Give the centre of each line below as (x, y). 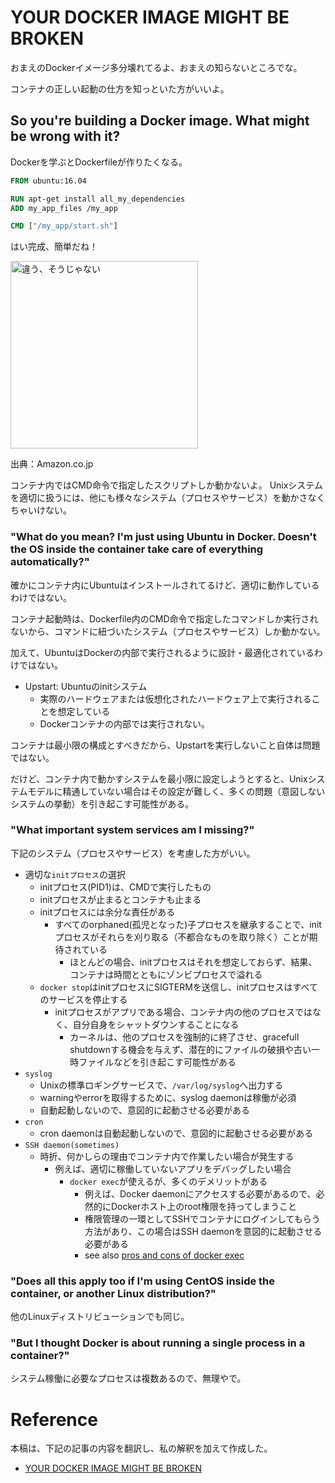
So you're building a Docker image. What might (160, 121)
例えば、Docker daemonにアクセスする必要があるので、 (200, 1193)
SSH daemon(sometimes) (72, 1145)
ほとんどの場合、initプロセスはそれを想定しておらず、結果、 (193, 962)
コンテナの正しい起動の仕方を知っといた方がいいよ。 (120, 88)
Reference (54, 1419)
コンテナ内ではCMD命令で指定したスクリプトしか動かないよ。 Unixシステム (166, 485)
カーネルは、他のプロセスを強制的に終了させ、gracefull (184, 1037)
